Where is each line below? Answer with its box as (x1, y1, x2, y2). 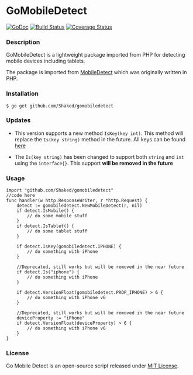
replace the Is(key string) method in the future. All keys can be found (14, 136, 186, 143)
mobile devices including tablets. (6, 57, 85, 65)
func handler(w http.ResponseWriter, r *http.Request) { (6, 197, 148, 204)
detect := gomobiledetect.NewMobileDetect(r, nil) (16, 203, 143, 209)
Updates (6, 116, 31, 124)
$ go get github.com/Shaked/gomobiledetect (6, 103, 114, 109)
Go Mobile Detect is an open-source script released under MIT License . (6, 362, 179, 369)
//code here (6, 193, 35, 199)
